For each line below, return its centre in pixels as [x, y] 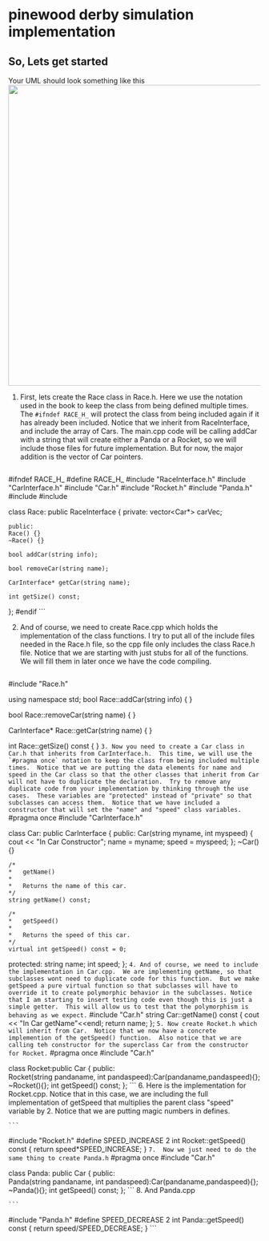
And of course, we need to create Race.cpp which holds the [119, 627]
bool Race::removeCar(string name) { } [72, 715]
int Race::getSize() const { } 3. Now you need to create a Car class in [126, 746]
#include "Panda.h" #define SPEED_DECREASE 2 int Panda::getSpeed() [126, 1220]
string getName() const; [50, 900]
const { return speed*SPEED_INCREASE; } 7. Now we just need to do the [132, 1149]
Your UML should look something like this [77, 81]
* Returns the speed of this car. [69, 935]
